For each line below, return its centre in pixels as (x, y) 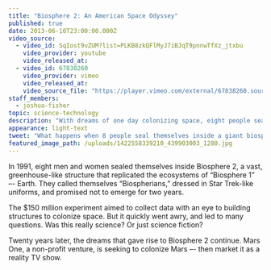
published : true (35, 23)
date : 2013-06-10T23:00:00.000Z (63, 31)
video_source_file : (56, 91)
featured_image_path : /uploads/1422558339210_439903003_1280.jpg (120, 143)
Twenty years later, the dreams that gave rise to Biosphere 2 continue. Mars (134, 240)
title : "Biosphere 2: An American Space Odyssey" (94, 16)
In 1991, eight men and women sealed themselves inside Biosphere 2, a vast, (135, 166)
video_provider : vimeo (61, 76)
